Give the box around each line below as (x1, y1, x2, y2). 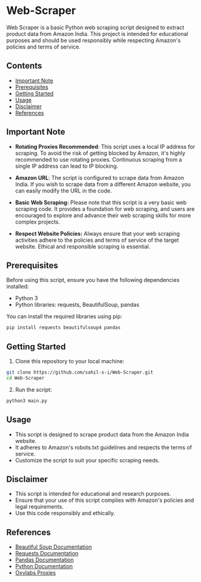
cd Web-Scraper (6, 375, 45, 381)
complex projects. (15, 218, 61, 225)
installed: (6, 283, 29, 290)
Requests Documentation (15, 550, 79, 557)
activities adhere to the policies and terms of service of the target (15, 236, 179, 244)
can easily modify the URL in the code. (15, 187, 112, 194)
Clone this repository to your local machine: (15, 358, 124, 365)
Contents (6, 61, 43, 71)
